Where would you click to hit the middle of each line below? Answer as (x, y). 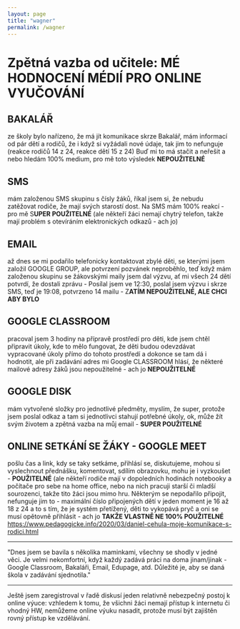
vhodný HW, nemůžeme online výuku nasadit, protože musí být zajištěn (112, 610)
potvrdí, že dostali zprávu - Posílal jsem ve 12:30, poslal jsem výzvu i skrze (117, 284)
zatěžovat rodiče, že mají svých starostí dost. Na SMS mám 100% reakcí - (116, 206)
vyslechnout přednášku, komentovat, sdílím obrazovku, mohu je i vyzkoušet (119, 471)
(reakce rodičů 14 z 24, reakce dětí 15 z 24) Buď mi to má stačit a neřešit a (117, 151)
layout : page (27, 14)
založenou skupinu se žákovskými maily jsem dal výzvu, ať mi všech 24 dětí (119, 276)
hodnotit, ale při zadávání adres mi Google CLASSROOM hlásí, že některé (115, 361)
